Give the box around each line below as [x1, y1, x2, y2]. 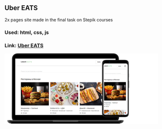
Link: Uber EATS [4, 42, 44, 49]
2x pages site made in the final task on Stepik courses [4, 17, 113, 22]
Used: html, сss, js [4, 29, 49, 36]
